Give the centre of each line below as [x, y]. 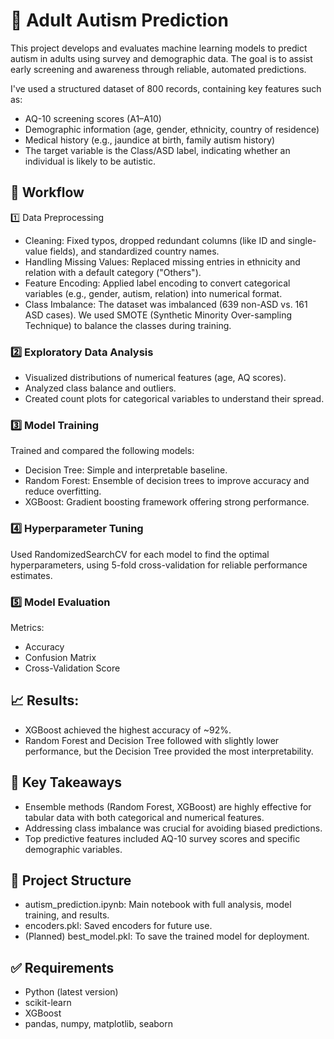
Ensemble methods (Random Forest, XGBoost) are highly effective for [168, 806]
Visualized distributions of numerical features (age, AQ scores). [155, 378]
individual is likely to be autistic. [90, 161]
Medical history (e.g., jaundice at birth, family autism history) [150, 140]
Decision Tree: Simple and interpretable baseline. [126, 470]
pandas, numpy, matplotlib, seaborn [99, 1024]
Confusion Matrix [60, 657]
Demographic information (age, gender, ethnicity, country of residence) [172, 129]
